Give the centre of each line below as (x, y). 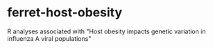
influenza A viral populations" (49, 38)
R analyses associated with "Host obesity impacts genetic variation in (106, 31)
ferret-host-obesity (65, 13)
